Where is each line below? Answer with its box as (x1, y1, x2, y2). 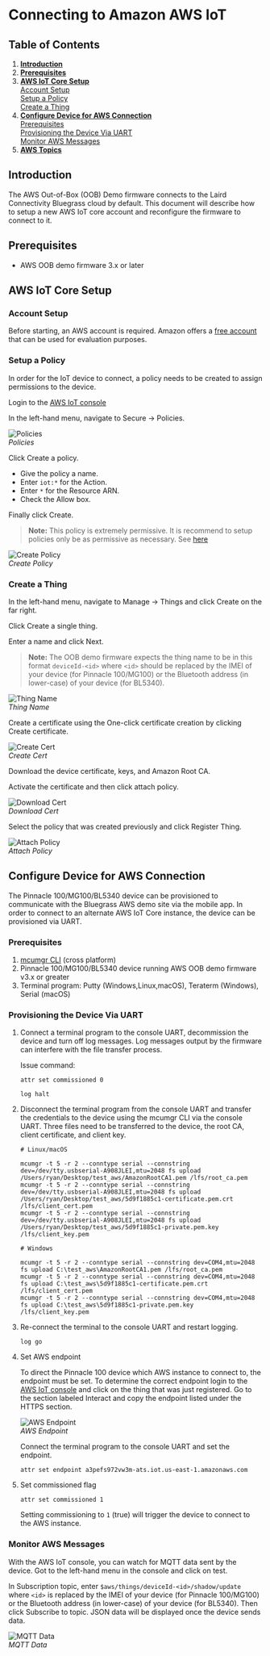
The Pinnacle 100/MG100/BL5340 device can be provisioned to (8, 890, 219, 901)
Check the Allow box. (19, 494, 91, 504)
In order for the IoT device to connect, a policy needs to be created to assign (8, 373, 263, 383)
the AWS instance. (19, 1519, 82, 1528)
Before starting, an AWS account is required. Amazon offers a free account (8, 326, 257, 336)
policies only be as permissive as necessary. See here (27, 534, 208, 544)
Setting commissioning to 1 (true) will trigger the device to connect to (19, 1510, 251, 1520)
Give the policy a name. (19, 468, 98, 478)
